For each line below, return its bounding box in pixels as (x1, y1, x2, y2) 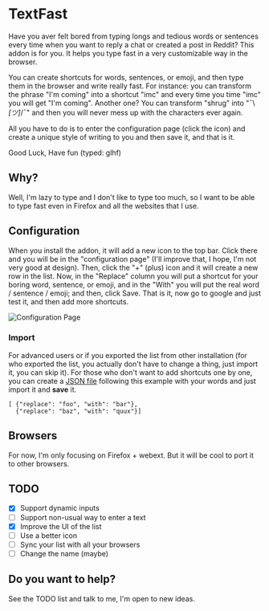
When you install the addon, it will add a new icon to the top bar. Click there (8, 246, 259, 255)
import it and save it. (8, 385, 77, 394)
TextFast (8, 5, 68, 23)
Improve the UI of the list (19, 521, 102, 531)
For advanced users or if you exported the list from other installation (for (8, 350, 247, 360)
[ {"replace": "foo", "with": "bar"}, (8, 400, 138, 408)
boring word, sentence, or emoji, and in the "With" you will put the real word (8, 279, 259, 289)
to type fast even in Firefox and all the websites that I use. (8, 201, 199, 210)
